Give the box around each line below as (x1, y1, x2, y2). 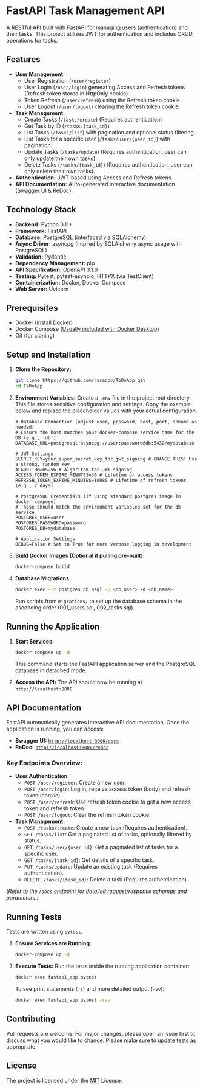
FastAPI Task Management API (6, 4, 165, 18)
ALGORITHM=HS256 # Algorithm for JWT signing (15, 467, 132, 473)
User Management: (15, 71, 65, 78)
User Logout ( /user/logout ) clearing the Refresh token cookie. (24, 103, 181, 110)
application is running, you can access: (6, 725, 104, 733)
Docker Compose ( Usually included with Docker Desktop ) (15, 325, 159, 333)
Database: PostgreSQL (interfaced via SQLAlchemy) (15, 234, 147, 241)
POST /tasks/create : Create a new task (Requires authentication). (24, 824, 188, 831)
